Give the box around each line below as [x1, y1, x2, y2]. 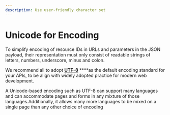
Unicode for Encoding [5, 29, 99, 41]
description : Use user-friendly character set [5, 7, 106, 13]
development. [5, 77, 34, 84]
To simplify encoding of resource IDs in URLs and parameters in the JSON [5, 46, 161, 52]
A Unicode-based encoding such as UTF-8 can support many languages [5, 88, 158, 94]
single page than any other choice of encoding [5, 104, 103, 110]
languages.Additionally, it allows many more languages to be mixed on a [5, 98, 157, 104]
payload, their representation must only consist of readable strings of [5, 51, 151, 57]
